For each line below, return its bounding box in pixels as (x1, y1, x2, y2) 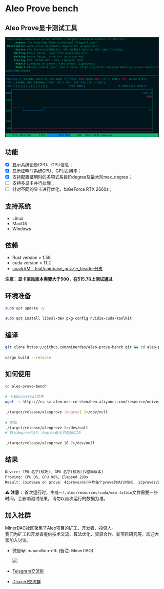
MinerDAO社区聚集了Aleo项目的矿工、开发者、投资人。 (5, 525, 116, 531)
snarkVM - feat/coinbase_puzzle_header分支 (12, 265, 103, 271)
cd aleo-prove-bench (5, 384, 47, 389)
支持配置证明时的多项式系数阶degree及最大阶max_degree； (12, 174, 133, 180)
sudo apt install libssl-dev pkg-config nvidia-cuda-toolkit (5, 316, 132, 321)
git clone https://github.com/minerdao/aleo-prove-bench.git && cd (5, 345, 145, 350)
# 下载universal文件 (5, 394, 44, 399)
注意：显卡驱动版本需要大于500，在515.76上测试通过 (5, 276, 113, 282)
